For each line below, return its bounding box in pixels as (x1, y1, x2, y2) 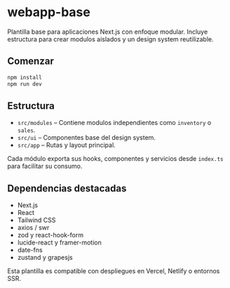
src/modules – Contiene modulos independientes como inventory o (17, 119, 212, 127)
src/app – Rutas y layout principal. (17, 141, 116, 150)
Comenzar (7, 55, 54, 67)
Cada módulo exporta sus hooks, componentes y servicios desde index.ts (7, 155, 224, 163)
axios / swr (17, 223, 50, 232)
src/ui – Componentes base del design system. (17, 133, 156, 142)
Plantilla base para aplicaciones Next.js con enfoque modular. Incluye (7, 27, 208, 36)
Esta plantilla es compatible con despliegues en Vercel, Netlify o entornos (7, 267, 220, 275)
